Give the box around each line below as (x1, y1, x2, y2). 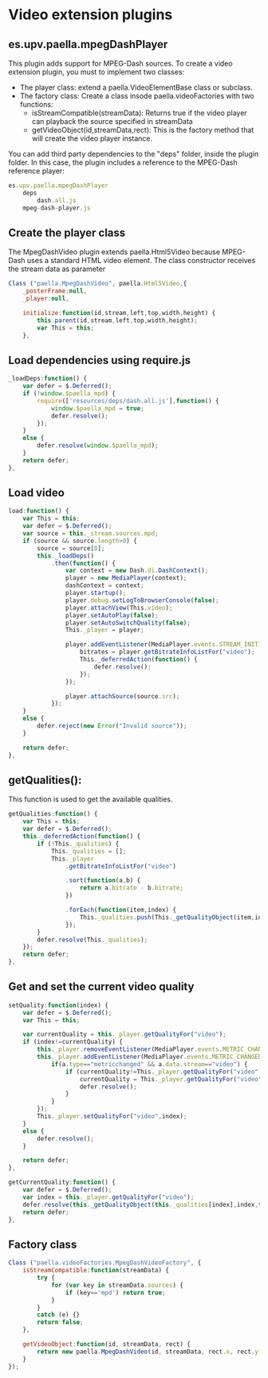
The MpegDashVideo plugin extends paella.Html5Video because (8, 247, 221, 257)
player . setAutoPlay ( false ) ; (65, 611, 159, 619)
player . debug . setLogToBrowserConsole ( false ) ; (65, 596, 219, 605)
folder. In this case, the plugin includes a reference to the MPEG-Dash (8, 158, 238, 167)
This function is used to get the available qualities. (8, 794, 173, 805)
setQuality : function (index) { (8, 1001, 109, 1009)
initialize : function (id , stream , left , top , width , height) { (22, 309, 216, 317)
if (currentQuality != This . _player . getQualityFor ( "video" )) (65, 1068, 266, 1076)
